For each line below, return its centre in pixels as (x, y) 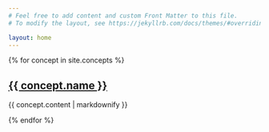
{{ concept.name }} (58, 85)
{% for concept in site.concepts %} (66, 60)
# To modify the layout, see (57, 23)
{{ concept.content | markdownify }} (68, 105)
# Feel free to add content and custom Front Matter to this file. (123, 16)
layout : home (30, 38)
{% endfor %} (31, 120)
